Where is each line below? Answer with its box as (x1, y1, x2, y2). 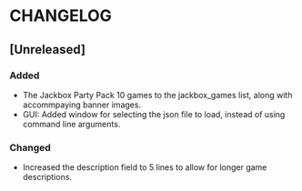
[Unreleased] (9, 42, 86, 57)
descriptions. (22, 172, 73, 183)
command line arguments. (22, 118, 121, 129)
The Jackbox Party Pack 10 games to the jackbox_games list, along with (22, 89, 293, 100)
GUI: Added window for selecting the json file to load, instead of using (22, 108, 286, 119)
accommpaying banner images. (22, 99, 142, 110)
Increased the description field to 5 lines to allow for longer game (22, 162, 267, 173)
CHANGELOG (9, 5, 112, 26)
